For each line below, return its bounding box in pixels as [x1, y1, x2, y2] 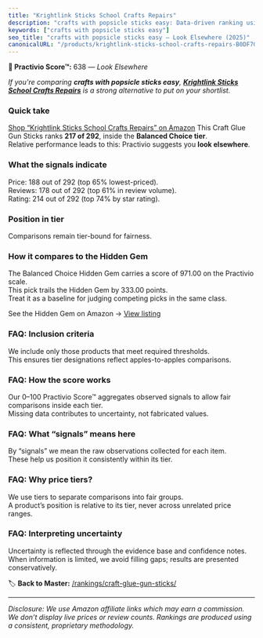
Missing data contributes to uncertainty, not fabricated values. [8, 409, 209, 418]
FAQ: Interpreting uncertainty [8, 528, 123, 539]
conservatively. [8, 563, 57, 572]
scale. [8, 277, 27, 286]
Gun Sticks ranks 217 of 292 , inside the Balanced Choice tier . [8, 131, 207, 141]
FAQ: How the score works [8, 374, 111, 385]
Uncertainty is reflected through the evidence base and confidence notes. [8, 546, 247, 556]
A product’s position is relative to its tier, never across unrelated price [8, 500, 232, 510]
